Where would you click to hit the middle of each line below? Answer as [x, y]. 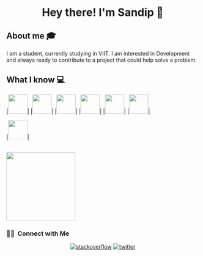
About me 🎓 [31, 36]
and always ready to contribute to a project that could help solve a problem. [102, 60]
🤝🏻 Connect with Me [38, 233]
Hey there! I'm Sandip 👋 [103, 13]
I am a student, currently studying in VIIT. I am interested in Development [98, 53]
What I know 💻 [36, 80]
